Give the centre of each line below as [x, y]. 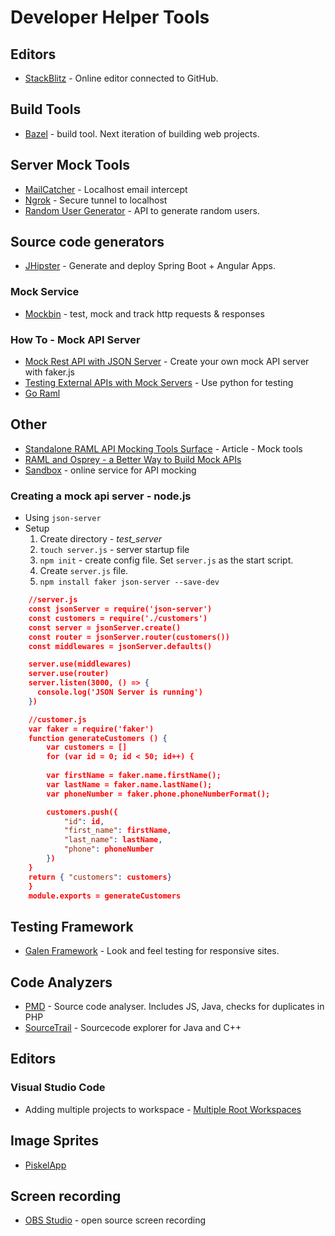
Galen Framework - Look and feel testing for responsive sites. [152, 951]
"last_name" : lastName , [113, 840]
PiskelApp [45, 1165]
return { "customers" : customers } [100, 877]
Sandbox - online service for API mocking [110, 470]
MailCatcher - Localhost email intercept [106, 189]
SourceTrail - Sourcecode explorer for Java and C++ [133, 1028]
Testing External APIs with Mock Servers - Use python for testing [159, 383]
